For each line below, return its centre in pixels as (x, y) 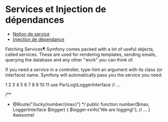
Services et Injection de (56, 9)
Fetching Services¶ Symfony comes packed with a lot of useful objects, (80, 49)
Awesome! (23, 115)
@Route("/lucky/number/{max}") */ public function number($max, (81, 104)
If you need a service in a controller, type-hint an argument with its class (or (84, 70)
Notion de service (31, 34)
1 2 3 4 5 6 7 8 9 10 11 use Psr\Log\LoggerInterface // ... (63, 85)
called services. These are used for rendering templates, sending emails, (81, 54)
